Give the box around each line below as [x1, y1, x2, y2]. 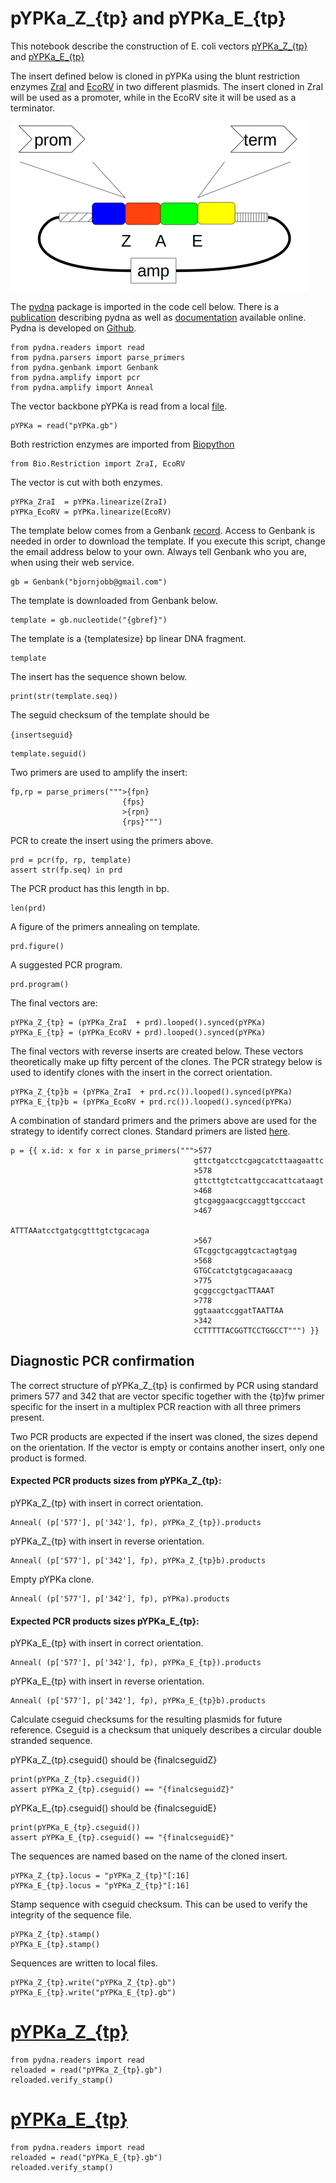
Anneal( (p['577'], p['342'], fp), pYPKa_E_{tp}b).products [10, 1696, 267, 1706]
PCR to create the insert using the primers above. [10, 834, 214, 846]
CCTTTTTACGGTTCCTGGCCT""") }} [193, 1325, 320, 1336]
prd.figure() [10, 941, 65, 951]
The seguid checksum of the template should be [10, 708, 210, 721]
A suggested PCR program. [10, 958, 123, 971]
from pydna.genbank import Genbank [10, 362, 159, 372]
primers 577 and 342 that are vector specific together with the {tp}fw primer [10, 1390, 325, 1402]
